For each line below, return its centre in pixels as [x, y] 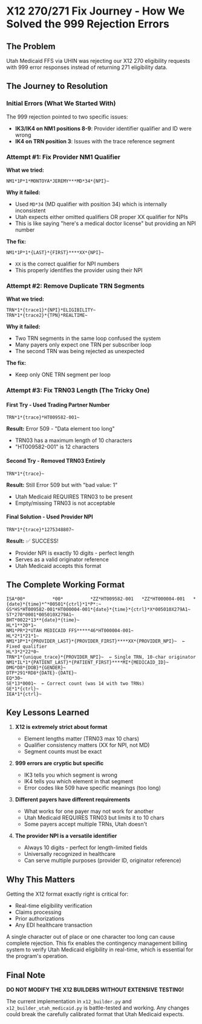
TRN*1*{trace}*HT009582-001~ [43, 418]
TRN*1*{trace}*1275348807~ [40, 530]
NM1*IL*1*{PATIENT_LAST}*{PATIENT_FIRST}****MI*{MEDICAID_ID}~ [88, 662]
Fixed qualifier [27, 646]
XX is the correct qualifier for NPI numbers [67, 264]
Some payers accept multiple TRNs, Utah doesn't [85, 824]
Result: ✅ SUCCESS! [32, 541]
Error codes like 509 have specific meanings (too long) [93, 788]
